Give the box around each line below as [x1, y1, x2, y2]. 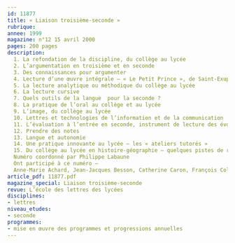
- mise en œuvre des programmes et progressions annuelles [7, 225, 183, 232]
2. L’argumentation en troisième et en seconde [13, 62, 155, 69]
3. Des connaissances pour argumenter [13, 69, 127, 76]
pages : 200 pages [7, 43, 58, 50]
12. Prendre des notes [13, 127, 80, 134]
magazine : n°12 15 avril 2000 [7, 36, 96, 43]
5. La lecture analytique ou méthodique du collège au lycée [13, 82, 196, 89]
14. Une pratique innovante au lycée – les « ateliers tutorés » [13, 141, 208, 148]
